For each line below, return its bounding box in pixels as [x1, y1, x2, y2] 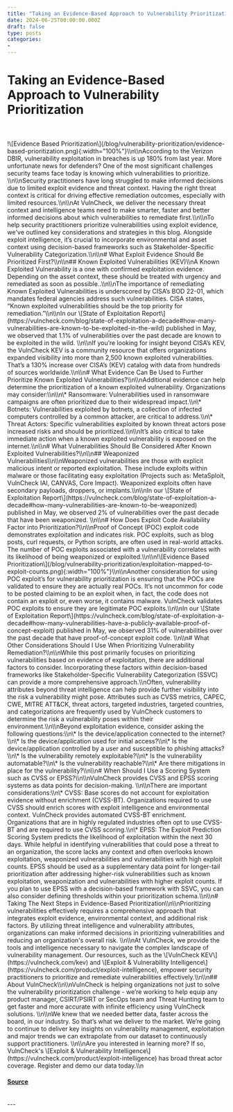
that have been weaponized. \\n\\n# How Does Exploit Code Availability [7, 515, 210, 524]
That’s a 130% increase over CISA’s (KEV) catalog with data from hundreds [7, 360, 221, 369]
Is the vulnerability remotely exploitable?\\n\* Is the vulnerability [20, 751, 202, 760]
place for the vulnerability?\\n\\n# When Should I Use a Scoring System [7, 766, 211, 775]
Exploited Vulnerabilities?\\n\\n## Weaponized [7, 449, 139, 457]
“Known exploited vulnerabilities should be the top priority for [7, 301, 183, 310]
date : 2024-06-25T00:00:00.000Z [7, 17, 101, 24]
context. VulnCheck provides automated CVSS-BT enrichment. [7, 810, 187, 819]
